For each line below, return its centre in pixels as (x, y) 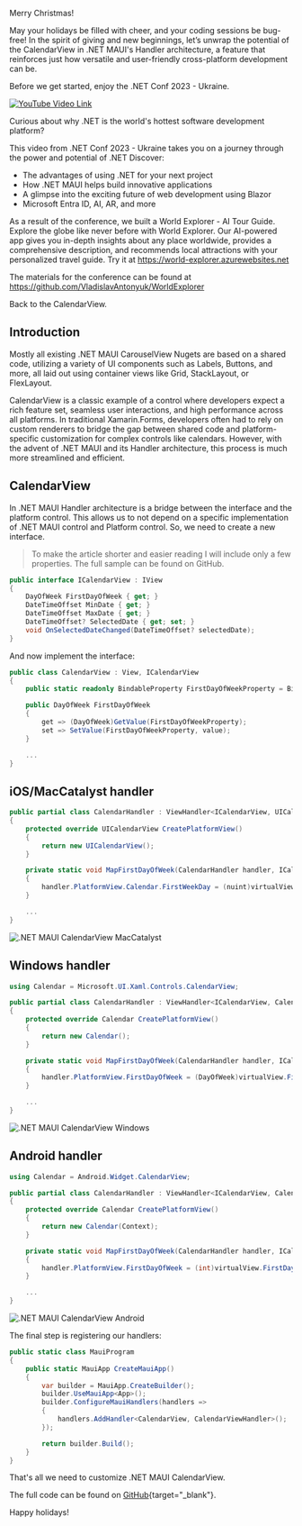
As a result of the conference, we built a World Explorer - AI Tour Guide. (142, 221)
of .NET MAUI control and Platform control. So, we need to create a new (142, 527)
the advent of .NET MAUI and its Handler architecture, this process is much (148, 448)
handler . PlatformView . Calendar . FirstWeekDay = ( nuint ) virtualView (169, 887)
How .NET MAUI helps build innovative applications (117, 185)
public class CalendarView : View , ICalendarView (104, 672)
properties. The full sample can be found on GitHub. (128, 563)
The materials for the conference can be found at (100, 277)
